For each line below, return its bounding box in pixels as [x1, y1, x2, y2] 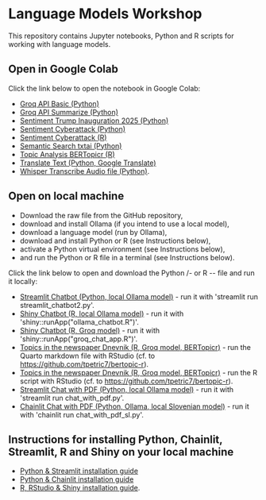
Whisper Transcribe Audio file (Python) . [19, 166, 150, 175]
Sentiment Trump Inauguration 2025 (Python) [19, 116, 169, 125]
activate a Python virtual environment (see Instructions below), [19, 244, 226, 254]
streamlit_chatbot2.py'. [19, 300, 95, 310]
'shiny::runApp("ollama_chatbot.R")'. [19, 317, 139, 326]
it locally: [8, 276, 38, 286]
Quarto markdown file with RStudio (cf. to [19, 351, 156, 360]
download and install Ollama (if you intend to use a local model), [19, 219, 230, 229]
